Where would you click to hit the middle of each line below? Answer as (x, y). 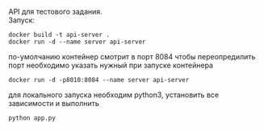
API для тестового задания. (55, 12)
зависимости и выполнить (54, 103)
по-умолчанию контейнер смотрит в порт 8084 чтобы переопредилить (132, 57)
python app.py (32, 118)
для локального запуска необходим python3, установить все (114, 95)
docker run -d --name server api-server (78, 42)
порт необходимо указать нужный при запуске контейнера (111, 65)
